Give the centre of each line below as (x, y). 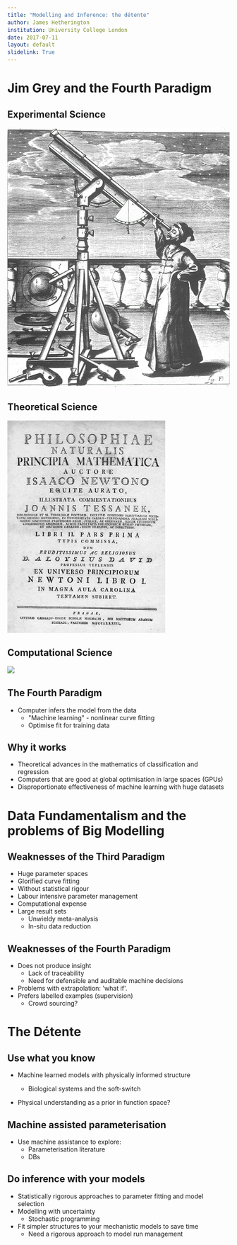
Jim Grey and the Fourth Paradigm (109, 88)
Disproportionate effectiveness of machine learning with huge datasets (121, 787)
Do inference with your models (76, 1179)
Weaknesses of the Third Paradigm (86, 857)
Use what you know (51, 1058)
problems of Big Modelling (86, 830)
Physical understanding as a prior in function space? (94, 1103)
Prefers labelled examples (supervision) (75, 996)
